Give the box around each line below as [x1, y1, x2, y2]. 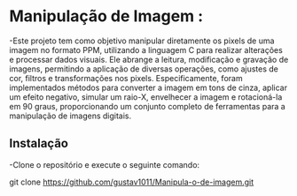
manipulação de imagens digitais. [9, 110, 132, 121]
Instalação [9, 136, 69, 151]
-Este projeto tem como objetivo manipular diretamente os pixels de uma [9, 35, 275, 46]
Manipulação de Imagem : [9, 6, 204, 26]
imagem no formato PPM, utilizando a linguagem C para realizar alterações [9, 44, 284, 55]
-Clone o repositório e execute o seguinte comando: [9, 159, 200, 170]
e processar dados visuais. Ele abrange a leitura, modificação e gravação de [9, 54, 289, 64]
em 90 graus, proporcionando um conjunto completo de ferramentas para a [9, 101, 285, 111]
